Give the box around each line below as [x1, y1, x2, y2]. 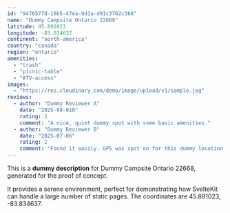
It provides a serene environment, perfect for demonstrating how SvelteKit [7, 185, 218, 193]
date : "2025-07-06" [19, 132, 76, 139]
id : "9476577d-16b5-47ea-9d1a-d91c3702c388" [7, 10, 137, 17]
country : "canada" [7, 42, 60, 49]
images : [7, 81, 30, 88]
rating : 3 [19, 113, 48, 120]
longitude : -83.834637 [7, 29, 72, 37]
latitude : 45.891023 [7, 23, 67, 30]
